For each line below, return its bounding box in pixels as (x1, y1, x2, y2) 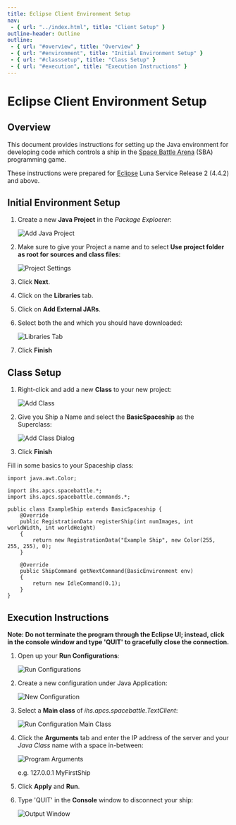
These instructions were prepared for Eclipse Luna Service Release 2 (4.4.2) (7, 169, 230, 177)
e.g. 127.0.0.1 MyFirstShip (17, 768, 91, 777)
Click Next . (17, 278, 51, 286)
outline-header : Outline (7, 30, 80, 37)
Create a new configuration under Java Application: (17, 679, 168, 687)
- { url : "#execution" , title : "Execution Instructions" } (10, 63, 188, 70)
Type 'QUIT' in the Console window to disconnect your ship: (17, 796, 194, 805)
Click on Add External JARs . (17, 305, 101, 314)
